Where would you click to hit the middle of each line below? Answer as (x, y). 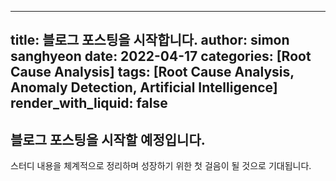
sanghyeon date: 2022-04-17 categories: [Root (161, 56)
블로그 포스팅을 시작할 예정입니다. (108, 139)
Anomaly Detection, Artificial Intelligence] (144, 87)
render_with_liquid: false (89, 103)
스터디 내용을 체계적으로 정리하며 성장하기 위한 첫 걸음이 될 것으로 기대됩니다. (161, 166)
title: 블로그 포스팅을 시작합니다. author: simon (150, 40)
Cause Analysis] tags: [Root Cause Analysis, (152, 72)
